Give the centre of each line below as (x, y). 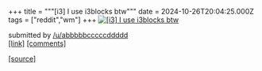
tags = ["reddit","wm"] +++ (52, 20)
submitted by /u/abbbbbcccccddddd (68, 35)
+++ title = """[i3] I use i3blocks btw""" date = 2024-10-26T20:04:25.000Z (131, 11)
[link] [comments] (37, 43)
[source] (22, 59)
